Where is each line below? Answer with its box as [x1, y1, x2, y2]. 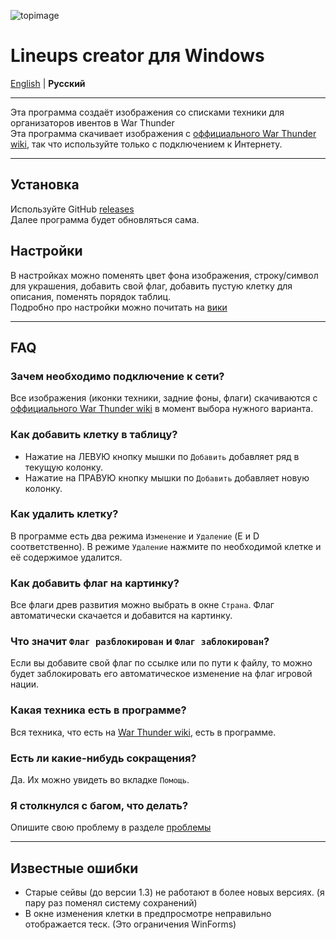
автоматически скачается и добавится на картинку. [10, 610, 233, 622]
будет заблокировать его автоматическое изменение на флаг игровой [10, 668, 313, 680]
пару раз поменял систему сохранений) [24, 897, 198, 909]
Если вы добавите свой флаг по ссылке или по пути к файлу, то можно [10, 657, 313, 669]
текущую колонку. [24, 461, 103, 473]
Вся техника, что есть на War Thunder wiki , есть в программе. [10, 726, 277, 738]
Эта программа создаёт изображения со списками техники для [10, 106, 285, 118]
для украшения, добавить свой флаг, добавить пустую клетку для [10, 280, 293, 292]
